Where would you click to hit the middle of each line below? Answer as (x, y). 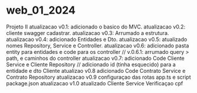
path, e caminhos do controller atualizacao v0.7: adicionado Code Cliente (96, 58)
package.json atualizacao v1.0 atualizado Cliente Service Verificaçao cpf (95, 83)
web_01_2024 (41, 10)
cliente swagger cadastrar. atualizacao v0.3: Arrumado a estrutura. (88, 33)
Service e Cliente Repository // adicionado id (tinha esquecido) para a (91, 64)
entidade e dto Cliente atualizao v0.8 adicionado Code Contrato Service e (96, 70)
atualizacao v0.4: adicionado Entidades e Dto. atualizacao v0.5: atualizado (97, 39)
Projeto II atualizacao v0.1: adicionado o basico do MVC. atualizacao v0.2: (96, 27)
